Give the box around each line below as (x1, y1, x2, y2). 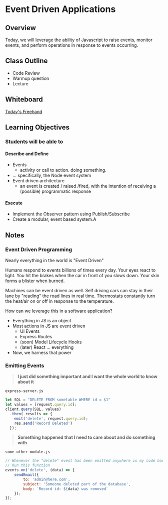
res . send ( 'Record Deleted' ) (14, 421, 72, 426)
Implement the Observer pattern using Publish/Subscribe (12, 211, 130, 217)
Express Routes (19, 334, 52, 340)
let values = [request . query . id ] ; (5, 402, 77, 407)
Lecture (12, 80, 28, 86)
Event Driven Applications (5, 4, 116, 15)
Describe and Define (5, 151, 49, 157)
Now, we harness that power (12, 350, 71, 356)
